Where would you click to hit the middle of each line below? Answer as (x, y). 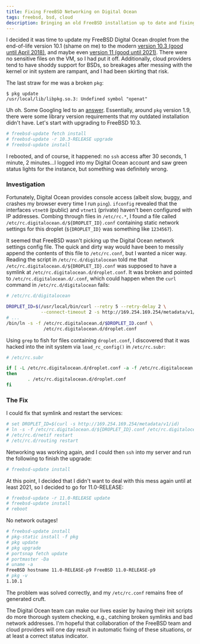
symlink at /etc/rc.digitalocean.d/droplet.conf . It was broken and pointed (99, 273)
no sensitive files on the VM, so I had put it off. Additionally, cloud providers (99, 59)
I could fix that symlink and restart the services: (65, 413)
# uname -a (20, 565)
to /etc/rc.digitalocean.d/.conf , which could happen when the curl (91, 278)
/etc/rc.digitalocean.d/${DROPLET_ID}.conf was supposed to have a (91, 266)
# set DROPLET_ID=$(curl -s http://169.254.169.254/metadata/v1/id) (93, 424)
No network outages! (32, 521)
